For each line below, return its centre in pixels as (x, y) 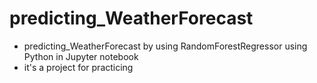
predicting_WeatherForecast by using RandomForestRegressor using (165, 46)
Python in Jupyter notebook (81, 56)
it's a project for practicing (78, 67)
